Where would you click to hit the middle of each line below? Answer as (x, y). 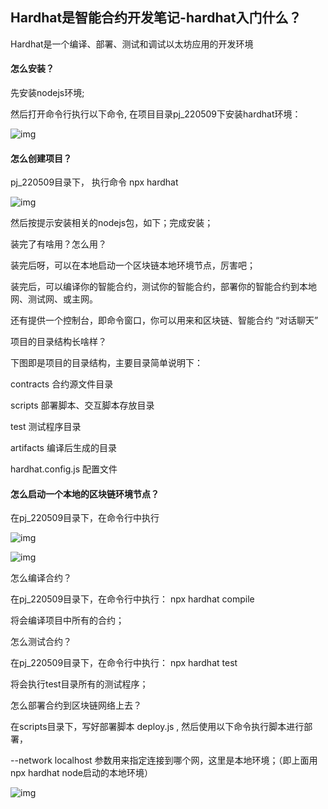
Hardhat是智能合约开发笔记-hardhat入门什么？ (156, 18)
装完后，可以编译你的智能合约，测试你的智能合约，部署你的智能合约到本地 (163, 287)
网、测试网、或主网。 (54, 299)
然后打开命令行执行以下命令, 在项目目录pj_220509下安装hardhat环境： (156, 114)
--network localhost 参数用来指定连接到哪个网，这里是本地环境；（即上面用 (164, 760)
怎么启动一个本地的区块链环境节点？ (85, 494)
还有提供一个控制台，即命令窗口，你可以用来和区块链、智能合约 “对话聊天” (164, 320)
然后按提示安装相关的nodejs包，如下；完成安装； (112, 223)
